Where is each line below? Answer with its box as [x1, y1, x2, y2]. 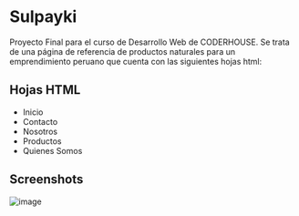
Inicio [22, 107, 44, 118]
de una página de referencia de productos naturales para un [9, 46, 235, 57]
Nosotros [22, 126, 57, 137]
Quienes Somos [22, 145, 83, 156]
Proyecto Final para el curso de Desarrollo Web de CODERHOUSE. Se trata [9, 36, 290, 47]
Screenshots [9, 171, 84, 188]
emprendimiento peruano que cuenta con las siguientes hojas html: [9, 56, 263, 67]
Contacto [22, 116, 58, 127]
